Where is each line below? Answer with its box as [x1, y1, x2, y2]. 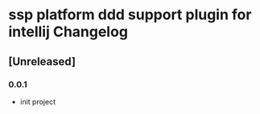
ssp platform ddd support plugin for [8, 6, 252, 24]
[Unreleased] [8, 55, 76, 68]
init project [19, 96, 56, 106]
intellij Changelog [8, 22, 129, 41]
